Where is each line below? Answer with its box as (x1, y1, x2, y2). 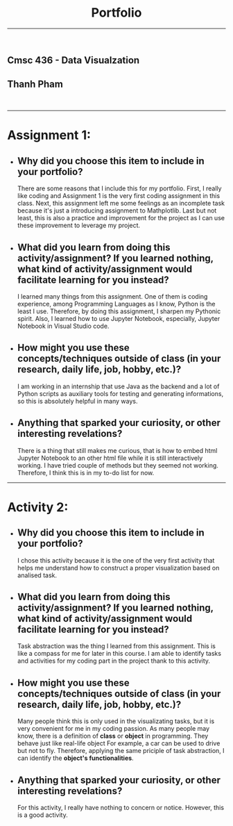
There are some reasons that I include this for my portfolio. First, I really (17, 184, 222, 192)
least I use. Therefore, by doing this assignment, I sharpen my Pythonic (17, 307, 221, 315)
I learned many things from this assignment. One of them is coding (17, 292, 208, 300)
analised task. (17, 571, 58, 579)
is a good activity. (17, 811, 68, 819)
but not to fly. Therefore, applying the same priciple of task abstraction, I (17, 747, 225, 755)
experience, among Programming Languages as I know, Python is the (17, 299, 216, 308)
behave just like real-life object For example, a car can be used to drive (17, 739, 221, 747)
